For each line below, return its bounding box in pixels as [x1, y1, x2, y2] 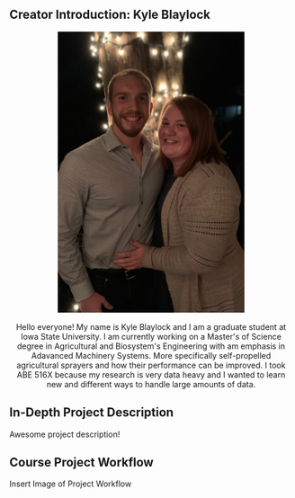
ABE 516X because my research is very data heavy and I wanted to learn [16, 369, 286, 380]
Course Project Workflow [9, 455, 155, 470]
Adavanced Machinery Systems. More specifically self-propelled [31, 350, 272, 360]
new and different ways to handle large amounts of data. [46, 378, 256, 389]
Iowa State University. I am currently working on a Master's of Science [21, 331, 282, 342]
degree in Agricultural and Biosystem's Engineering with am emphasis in [16, 341, 286, 351]
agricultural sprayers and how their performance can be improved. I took [16, 360, 286, 370]
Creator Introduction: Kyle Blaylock [9, 7, 211, 22]
